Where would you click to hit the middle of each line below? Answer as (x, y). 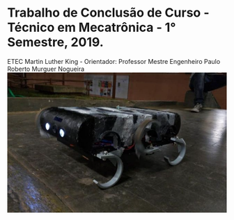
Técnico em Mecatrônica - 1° (92, 27)
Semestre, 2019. (56, 42)
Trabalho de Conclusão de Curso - (108, 13)
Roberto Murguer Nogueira (46, 69)
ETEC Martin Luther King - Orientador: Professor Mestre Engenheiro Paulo (114, 61)
